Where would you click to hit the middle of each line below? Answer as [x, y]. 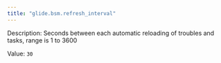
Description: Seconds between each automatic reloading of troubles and [111, 33]
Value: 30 [20, 53]
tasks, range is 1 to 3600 [42, 40]
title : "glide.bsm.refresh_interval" [62, 13]
